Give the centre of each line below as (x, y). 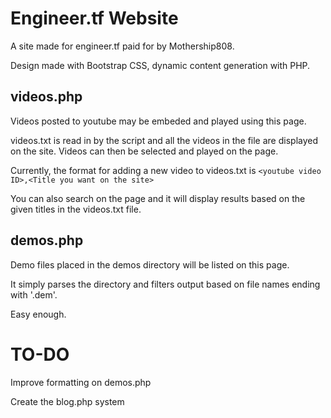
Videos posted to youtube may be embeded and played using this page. (158, 121)
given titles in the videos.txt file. (76, 209)
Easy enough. (38, 314)
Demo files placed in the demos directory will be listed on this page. (150, 264)
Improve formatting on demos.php (81, 382)
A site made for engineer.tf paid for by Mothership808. (122, 46)
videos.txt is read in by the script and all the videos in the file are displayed (164, 140)
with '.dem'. (34, 294)
